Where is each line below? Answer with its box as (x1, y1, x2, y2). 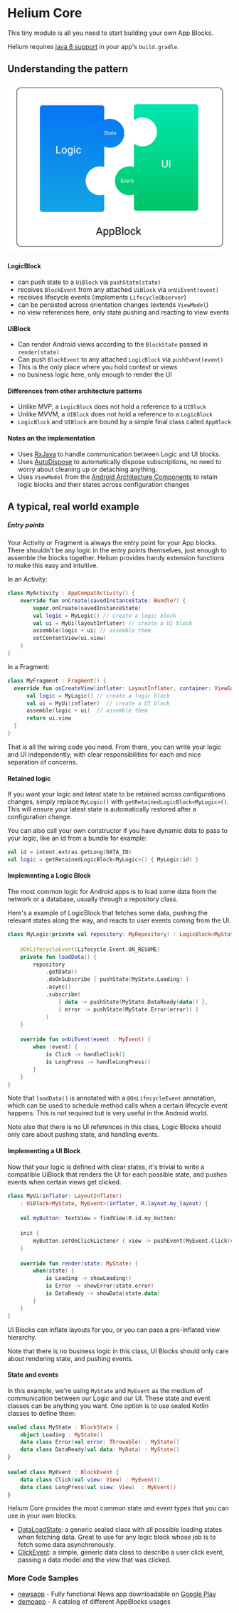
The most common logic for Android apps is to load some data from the (7, 888, 217, 896)
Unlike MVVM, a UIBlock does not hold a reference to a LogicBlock (17, 410, 213, 419)
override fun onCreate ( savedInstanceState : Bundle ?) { (20, 597, 186, 604)
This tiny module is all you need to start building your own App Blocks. (7, 28, 213, 37)
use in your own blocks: (7, 1511, 78, 1520)
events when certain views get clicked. (7, 1177, 122, 1186)
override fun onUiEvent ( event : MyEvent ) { (20, 1036, 152, 1044)
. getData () (45, 968, 78, 976)
